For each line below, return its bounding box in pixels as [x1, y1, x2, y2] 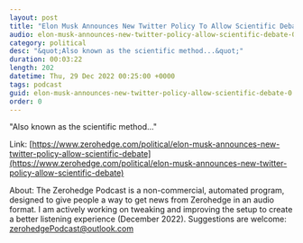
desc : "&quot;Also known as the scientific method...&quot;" [9, 47, 244, 56]
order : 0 [9, 96, 42, 106]
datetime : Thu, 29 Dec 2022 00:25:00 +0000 [9, 72, 176, 81]
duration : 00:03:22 [9, 55, 83, 64]
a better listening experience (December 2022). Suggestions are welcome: [9, 213, 287, 225]
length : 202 [9, 64, 54, 73]
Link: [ [9, 139, 33, 149]
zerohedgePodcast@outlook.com [9, 223, 134, 234]
